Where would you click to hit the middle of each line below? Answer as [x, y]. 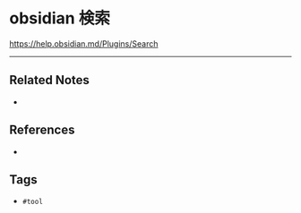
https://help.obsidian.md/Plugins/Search [84, 43]
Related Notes [49, 80]
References [42, 130]
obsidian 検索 [60, 18]
